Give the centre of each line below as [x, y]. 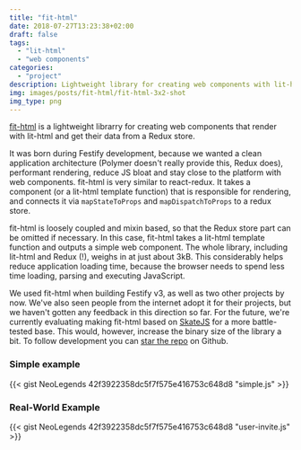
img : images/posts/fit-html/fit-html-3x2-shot [98, 93]
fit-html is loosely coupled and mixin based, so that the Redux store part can [150, 228]
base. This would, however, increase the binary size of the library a [158, 331]
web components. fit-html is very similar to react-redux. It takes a [130, 182]
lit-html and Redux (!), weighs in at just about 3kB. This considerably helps [146, 257]
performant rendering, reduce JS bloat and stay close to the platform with [146, 172]
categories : [31, 68]
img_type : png [36, 101]
